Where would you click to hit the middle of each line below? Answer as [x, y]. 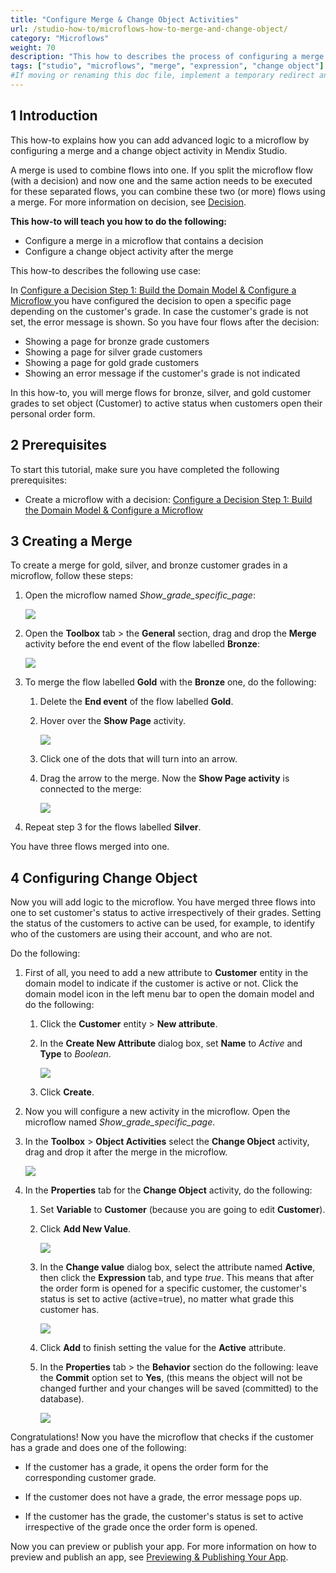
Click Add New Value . [85, 1229]
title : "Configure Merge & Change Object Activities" [125, 19]
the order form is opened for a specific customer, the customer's [173, 1288]
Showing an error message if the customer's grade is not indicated [162, 373]
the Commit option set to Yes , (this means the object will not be [171, 1378]
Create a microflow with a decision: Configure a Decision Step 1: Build [168, 499]
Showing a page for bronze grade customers [117, 341]
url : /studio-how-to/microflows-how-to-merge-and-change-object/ [149, 29]
